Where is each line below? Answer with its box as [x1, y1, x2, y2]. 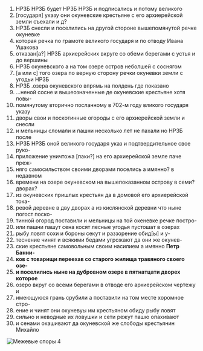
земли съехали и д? [15, 18, 67, 25]
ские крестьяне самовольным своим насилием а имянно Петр [15, 243, 180, 250]
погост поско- [15, 211, 53, 217]
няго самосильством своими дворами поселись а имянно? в [15, 166, 175, 173]
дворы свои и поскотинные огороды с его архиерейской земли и [15, 114, 185, 121]
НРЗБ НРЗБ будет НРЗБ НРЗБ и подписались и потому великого [15, 5, 183, 12]
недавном [15, 172, 42, 179]
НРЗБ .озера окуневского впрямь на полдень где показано [15, 82, 169, 89]
